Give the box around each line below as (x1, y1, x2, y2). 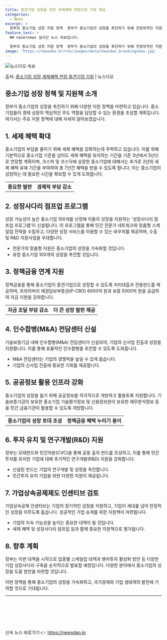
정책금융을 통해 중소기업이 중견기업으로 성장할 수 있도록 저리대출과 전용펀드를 (5, 282, 156, 288)
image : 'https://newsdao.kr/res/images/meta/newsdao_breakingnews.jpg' (5, 48, 157, 54)
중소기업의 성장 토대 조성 (7, 417, 62, 424)
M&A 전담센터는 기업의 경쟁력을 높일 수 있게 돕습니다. (12, 356, 117, 362)
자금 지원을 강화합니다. (10, 294, 55, 300)
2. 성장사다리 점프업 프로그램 (5, 202, 88, 211)
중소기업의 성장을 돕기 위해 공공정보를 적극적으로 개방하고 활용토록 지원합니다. (5, 392, 157, 398)
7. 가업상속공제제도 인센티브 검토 (5, 489, 99, 497)
